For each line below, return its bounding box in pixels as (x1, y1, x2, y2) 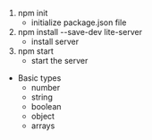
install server (30, 36, 79, 47)
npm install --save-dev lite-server (17, 27, 143, 37)
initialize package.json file (30, 17, 127, 28)
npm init (17, 8, 48, 18)
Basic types (17, 73, 62, 83)
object (30, 111, 55, 121)
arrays (30, 120, 55, 131)
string (30, 92, 54, 102)
